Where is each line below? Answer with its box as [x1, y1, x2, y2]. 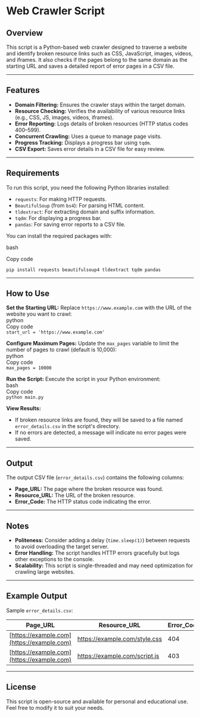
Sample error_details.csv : [6, 606, 73, 614]
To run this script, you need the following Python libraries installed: [6, 184, 170, 191]
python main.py [6, 394, 44, 401]
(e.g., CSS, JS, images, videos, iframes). [14, 114, 114, 121]
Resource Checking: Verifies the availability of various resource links [14, 107, 186, 114]
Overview [6, 28, 43, 38]
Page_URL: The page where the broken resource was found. [14, 486, 164, 493]
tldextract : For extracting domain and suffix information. [14, 208, 155, 215]
